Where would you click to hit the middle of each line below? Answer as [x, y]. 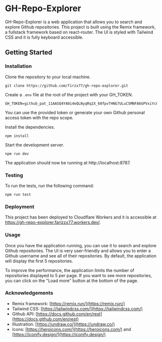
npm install [17, 136]
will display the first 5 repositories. [39, 261]
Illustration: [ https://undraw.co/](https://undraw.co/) [63, 324]
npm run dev [17, 154]
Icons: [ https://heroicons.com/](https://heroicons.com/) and [71, 329]
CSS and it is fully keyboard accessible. [44, 37]
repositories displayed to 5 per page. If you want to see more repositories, [79, 275]
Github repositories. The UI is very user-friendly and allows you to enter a [78, 251]
